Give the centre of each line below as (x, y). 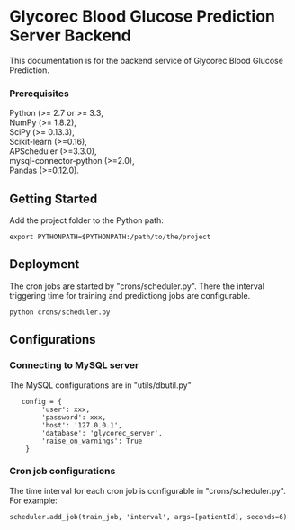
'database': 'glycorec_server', (103, 433)
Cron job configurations (63, 472)
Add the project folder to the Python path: (86, 220)
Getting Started (54, 198)
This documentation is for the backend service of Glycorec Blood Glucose (146, 60)
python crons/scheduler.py (60, 312)
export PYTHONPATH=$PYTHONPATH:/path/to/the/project (110, 237)
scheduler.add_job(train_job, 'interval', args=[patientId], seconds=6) (148, 517)
